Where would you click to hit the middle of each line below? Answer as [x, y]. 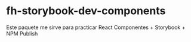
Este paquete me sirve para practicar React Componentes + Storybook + [96, 27]
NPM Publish [22, 33]
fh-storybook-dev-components [86, 11]
